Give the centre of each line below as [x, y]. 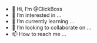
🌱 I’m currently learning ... [43, 21]
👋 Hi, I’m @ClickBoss [37, 9]
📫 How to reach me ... [39, 34]
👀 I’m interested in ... [36, 15]
